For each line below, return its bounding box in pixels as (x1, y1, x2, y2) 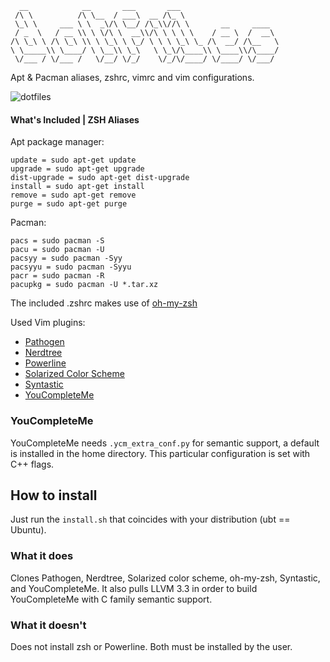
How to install (10, 487, 98, 504)
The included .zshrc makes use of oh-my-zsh (10, 297, 198, 309)
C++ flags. (10, 458, 55, 470)
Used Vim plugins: (10, 317, 86, 329)
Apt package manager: (10, 136, 105, 148)
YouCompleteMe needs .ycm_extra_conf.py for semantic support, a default (10, 437, 320, 449)
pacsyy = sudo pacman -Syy (10, 253, 123, 264)
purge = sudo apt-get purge (10, 199, 128, 209)
